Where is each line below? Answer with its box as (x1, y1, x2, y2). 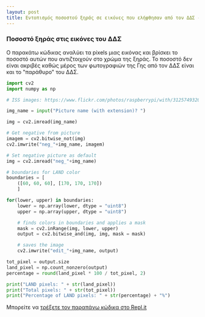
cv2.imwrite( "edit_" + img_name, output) (17, 248, 119, 254)
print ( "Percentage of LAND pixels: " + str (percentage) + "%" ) (6, 293, 171, 299)
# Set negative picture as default (6, 152, 97, 158)
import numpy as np (6, 86, 56, 92)
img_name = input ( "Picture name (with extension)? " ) (6, 108, 146, 114)
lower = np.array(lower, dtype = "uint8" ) (17, 203, 127, 209)
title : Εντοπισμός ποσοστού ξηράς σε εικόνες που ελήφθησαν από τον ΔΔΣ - (6, 15, 201, 21)
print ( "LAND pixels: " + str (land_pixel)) (6, 281, 116, 288)
